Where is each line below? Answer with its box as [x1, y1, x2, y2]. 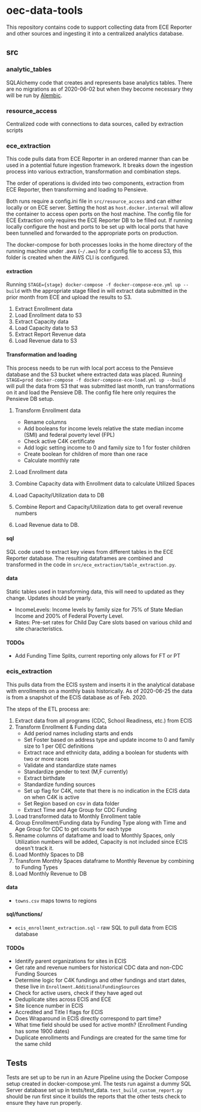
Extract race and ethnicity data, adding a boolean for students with [23, 748, 188, 756]
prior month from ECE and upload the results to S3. [6, 293, 132, 301]
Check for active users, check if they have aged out [14, 990, 142, 997]
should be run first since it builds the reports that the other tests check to [6, 1093, 187, 1100]
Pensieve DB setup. [6, 395, 54, 402]
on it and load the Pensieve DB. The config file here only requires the [6, 388, 176, 396]
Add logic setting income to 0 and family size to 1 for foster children [23, 443, 190, 451]
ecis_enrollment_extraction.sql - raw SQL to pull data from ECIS [14, 924, 178, 931]
